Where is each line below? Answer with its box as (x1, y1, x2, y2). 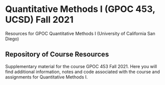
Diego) (5, 36, 19, 42)
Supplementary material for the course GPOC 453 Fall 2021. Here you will (5, 63, 157, 69)
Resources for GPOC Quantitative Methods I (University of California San (5, 30, 155, 36)
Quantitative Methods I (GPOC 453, (5, 3, 155, 15)
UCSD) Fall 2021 (5, 14, 74, 25)
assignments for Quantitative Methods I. (5, 74, 88, 80)
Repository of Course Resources (5, 50, 109, 59)
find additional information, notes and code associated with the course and (5, 69, 160, 75)
